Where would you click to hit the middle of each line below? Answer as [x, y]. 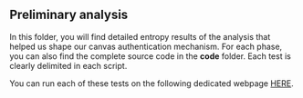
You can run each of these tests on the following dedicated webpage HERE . [151, 83]
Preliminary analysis [69, 15]
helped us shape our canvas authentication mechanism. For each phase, [146, 46]
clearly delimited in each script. [68, 65]
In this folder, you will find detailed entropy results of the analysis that [140, 36]
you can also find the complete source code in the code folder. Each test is [151, 56]
